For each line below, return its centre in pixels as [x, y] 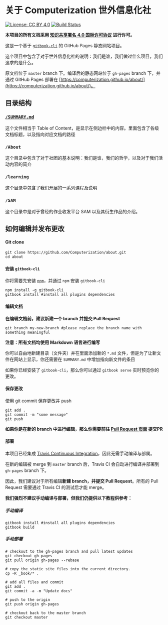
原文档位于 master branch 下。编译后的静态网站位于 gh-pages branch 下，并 [83, 73]
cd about [14, 257]
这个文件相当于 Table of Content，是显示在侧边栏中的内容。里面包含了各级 [82, 128]
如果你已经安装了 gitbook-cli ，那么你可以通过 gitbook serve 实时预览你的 [82, 370]
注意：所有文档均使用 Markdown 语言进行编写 [53, 342]
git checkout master [27, 617]
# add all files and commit [34, 582]
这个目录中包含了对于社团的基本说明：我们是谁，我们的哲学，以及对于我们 [82, 158]
